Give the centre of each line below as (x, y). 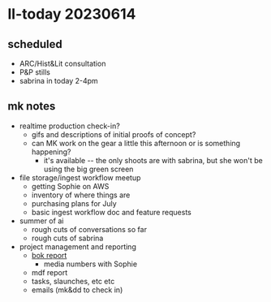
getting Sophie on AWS (70, 186)
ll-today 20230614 (72, 14)
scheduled (35, 44)
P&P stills (34, 72)
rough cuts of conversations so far (89, 229)
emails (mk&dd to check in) (77, 290)
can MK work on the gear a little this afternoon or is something (136, 143)
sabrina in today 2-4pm (58, 81)
